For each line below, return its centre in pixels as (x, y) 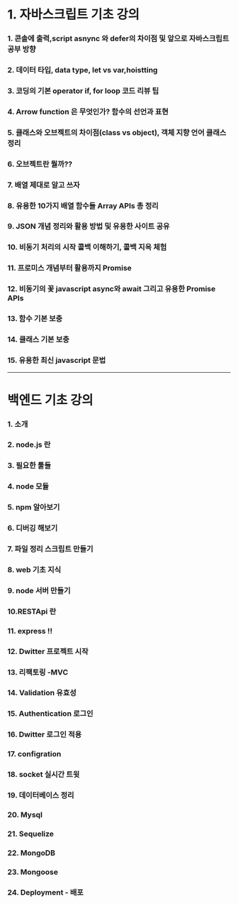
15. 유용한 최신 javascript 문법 (57, 361)
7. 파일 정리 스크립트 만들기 (50, 549)
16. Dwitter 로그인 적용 (45, 734)
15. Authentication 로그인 (50, 714)
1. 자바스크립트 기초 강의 (74, 15)
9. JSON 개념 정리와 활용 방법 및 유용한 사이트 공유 (89, 227)
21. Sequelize (31, 834)
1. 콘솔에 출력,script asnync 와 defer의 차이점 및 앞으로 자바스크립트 (118, 38)
